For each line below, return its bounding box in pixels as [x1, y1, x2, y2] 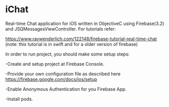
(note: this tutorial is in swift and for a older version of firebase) [5, 41, 138, 47]
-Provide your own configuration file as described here [5, 70, 121, 77]
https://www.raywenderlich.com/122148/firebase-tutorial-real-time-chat [5, 36, 157, 42]
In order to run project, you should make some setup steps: [5, 51, 130, 57]
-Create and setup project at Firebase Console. [5, 61, 105, 67]
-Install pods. [5, 96, 33, 102]
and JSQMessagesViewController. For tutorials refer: [5, 25, 116, 32]
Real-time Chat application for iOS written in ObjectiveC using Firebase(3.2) [5, 20, 164, 26]
